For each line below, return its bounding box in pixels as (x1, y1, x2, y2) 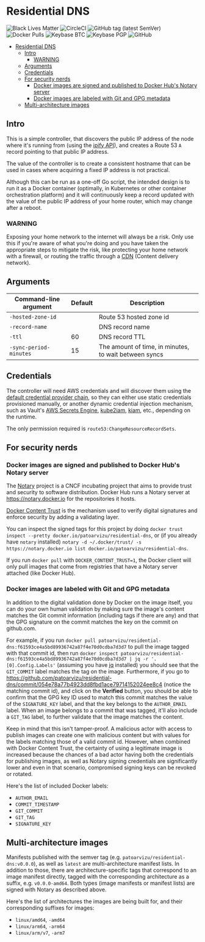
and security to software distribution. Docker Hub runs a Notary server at (6, 489, 190, 496)
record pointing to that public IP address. (6, 148, 109, 155)
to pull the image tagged (128, 642, 189, 650)
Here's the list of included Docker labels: (6, 782, 109, 789)
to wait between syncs (98, 350, 164, 358)
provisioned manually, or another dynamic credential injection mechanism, (6, 400, 193, 407)
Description (130, 298, 165, 307)
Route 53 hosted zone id (98, 312, 170, 321)
